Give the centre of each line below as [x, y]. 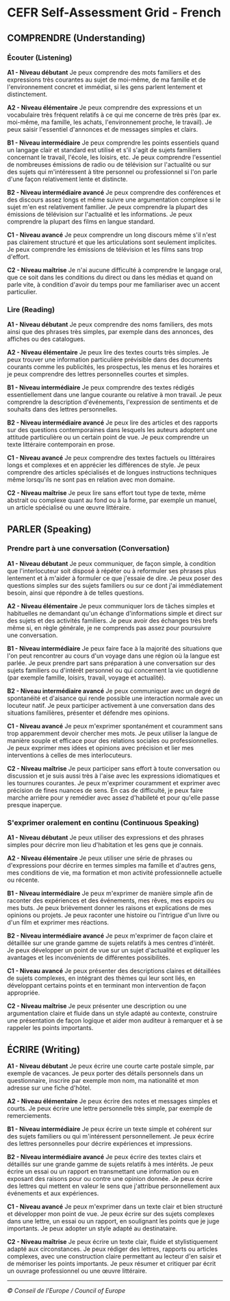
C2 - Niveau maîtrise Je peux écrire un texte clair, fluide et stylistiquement [113, 1241]
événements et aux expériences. [53, 1193]
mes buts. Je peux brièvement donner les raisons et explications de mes [109, 908]
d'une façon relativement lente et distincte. [67, 179]
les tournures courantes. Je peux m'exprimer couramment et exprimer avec [114, 783]
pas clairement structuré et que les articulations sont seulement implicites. [112, 242]
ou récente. [23, 880]
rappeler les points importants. [50, 1028]
